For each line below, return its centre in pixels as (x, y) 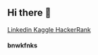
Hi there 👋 (29, 13)
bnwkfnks (22, 45)
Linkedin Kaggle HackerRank (49, 29)
